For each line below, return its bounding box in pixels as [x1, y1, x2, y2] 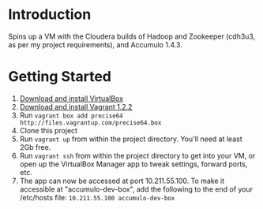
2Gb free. [19, 142, 51, 151]
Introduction [8, 6, 92, 24]
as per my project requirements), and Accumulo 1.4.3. [8, 39, 183, 49]
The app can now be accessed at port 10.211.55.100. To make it [19, 176, 225, 185]
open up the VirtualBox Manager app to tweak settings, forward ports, [19, 159, 248, 169]
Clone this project [19, 125, 77, 135]
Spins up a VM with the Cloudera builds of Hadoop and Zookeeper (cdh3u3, [8, 32, 256, 41]
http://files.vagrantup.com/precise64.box [19, 118, 162, 127]
